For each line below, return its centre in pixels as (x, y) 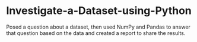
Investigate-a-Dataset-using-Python (99, 11)
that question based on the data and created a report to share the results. (96, 33)
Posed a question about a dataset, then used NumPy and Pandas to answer (99, 27)
